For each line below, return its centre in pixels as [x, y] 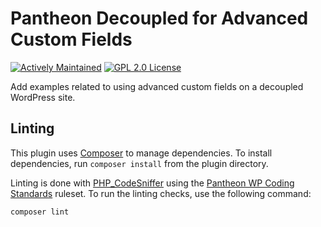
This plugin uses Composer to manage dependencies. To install [141, 153]
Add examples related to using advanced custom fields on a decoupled [157, 86]
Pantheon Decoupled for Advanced [159, 18]
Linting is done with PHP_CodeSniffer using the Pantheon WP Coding [152, 183]
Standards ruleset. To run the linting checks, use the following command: [161, 193]
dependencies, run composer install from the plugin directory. [139, 163]
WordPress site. [43, 97]
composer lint [40, 212]
